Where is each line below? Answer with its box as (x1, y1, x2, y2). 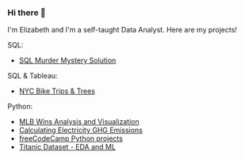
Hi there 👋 (7, 7, 47, 18)
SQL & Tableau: (7, 71, 58, 81)
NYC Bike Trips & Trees (18, 86, 96, 96)
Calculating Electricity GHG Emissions (18, 126, 144, 135)
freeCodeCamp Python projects (18, 134, 124, 143)
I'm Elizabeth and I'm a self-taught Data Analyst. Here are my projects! (7, 25, 237, 35)
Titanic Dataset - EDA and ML (18, 142, 117, 152)
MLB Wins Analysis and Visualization (18, 117, 140, 127)
